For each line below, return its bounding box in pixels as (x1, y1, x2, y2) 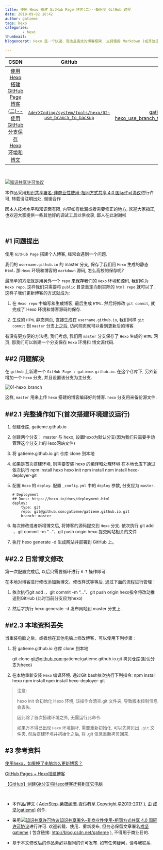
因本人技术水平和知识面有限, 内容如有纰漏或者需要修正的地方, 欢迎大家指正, (5, 206, 156, 212)
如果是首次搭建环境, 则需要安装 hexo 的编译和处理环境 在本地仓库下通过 (12, 461, 156, 467)
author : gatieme (5, 16, 38, 21)
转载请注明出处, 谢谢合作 (11, 196, 61, 201)
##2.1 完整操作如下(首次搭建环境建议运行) (5, 410, 130, 418)
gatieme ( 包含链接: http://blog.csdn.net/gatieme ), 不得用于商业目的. (12, 829, 149, 835)
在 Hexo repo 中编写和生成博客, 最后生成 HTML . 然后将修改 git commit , (12, 300, 150, 306)
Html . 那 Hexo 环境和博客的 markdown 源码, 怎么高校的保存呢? (5, 267, 124, 273)
